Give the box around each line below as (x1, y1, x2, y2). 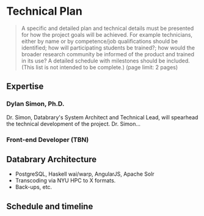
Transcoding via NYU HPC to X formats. (15, 177, 116, 184)
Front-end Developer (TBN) (6, 135, 89, 144)
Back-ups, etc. (15, 184, 53, 191)
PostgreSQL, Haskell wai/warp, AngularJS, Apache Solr (15, 170, 155, 178)
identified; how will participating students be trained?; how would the (21, 44, 195, 51)
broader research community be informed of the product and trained (21, 50, 194, 58)
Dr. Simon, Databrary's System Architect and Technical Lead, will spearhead (6, 113, 199, 121)
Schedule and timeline (6, 201, 93, 212)
